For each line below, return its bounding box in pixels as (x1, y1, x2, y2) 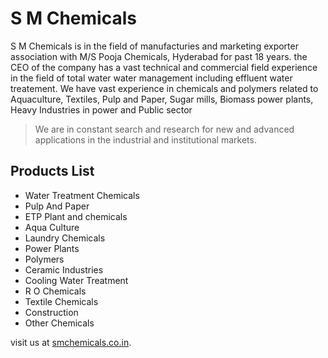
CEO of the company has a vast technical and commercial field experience (10, 61, 318, 73)
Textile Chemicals (24, 295, 99, 307)
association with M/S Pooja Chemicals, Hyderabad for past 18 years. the (10, 50, 308, 62)
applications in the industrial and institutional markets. (34, 133, 257, 146)
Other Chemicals (24, 317, 95, 329)
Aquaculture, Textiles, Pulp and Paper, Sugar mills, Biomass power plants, (10, 93, 314, 105)
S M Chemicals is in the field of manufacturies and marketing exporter (10, 40, 299, 52)
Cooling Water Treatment (24, 274, 129, 286)
